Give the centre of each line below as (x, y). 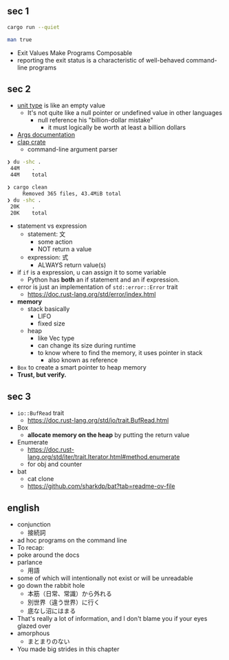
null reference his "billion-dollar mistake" (95, 120)
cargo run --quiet (33, 27)
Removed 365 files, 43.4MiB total (72, 193)
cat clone (41, 479)
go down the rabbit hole (51, 585)
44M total (29, 175)
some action (55, 242)
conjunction (34, 524)
